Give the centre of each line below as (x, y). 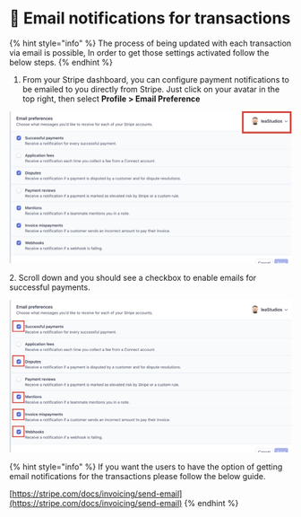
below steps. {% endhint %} (61, 62)
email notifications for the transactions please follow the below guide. (138, 476)
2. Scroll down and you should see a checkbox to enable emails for (133, 278)
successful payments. (50, 287)
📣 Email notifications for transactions (150, 18)
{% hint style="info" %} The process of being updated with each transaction (150, 43)
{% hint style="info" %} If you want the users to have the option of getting (146, 467)
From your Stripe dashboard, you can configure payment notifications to (155, 79)
